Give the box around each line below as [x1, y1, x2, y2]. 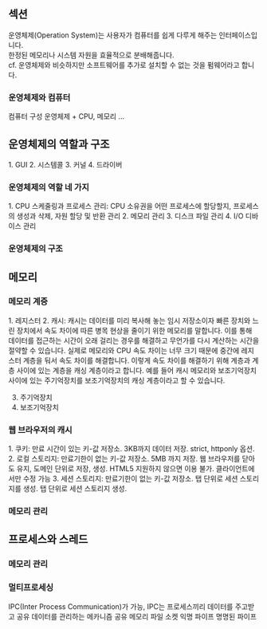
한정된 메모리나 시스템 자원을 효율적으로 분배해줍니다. [8, 50, 175, 60]
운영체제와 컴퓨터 [8, 92, 71, 103]
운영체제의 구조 [8, 243, 64, 254]
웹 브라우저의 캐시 [8, 424, 73, 435]
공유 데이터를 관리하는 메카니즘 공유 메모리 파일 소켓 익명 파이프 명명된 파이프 [16, 611, 257, 621]
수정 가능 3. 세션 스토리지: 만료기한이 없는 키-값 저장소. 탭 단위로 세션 [22, 474, 238, 484]
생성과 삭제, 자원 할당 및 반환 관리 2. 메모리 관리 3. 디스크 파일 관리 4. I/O [16, 211, 244, 221]
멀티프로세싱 [8, 582, 54, 593]
